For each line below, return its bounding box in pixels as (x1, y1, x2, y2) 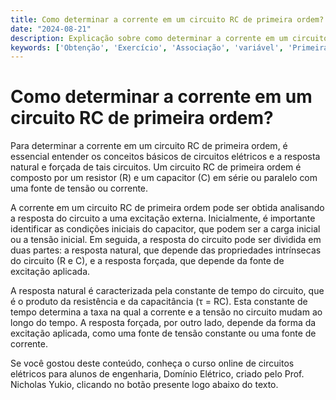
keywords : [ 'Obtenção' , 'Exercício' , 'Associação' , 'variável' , (10, 42, 284, 53)
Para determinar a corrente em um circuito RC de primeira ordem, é (10, 140, 288, 152)
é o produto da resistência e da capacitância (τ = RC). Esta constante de (10, 296, 308, 308)
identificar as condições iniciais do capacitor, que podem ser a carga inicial (10, 223, 321, 235)
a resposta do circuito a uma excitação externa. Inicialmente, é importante (10, 212, 316, 225)
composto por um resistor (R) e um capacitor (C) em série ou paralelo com (10, 172, 318, 184)
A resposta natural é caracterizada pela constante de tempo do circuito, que (10, 285, 325, 297)
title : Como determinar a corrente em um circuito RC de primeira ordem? (10, 14, 325, 25)
